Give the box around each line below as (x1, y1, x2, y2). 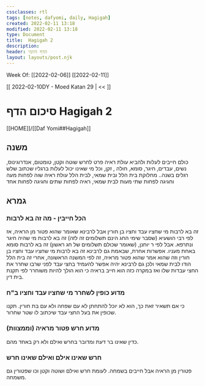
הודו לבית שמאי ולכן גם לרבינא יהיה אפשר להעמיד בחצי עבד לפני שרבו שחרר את (6, 260, 192, 268)
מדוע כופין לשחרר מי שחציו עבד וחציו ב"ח (6, 288, 125, 297)
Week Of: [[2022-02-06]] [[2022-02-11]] (6, 71, 109, 78)
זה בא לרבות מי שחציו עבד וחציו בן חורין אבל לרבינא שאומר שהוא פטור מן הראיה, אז (6, 228, 199, 235)
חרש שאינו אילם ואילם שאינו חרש (6, 353, 102, 362)
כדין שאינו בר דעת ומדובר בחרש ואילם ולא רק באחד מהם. (6, 338, 139, 345)
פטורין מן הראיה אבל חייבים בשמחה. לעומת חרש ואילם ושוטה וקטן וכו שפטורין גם (6, 367, 192, 374)
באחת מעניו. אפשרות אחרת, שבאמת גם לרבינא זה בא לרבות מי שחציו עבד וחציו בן (6, 247, 196, 255)
